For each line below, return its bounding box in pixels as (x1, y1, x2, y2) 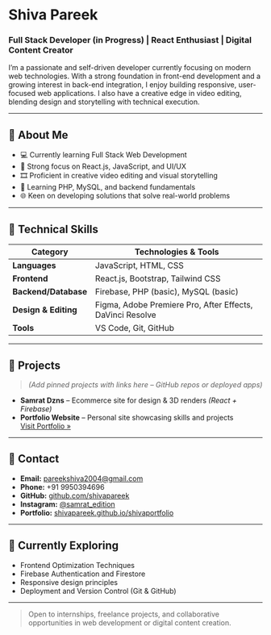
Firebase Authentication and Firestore (19, 569, 146, 579)
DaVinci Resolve (95, 309, 156, 320)
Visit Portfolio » (19, 421, 71, 431)
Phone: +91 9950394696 (19, 482, 105, 491)
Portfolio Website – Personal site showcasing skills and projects (19, 412, 234, 422)
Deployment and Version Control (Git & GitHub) (19, 586, 177, 595)
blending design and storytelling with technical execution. (8, 97, 200, 107)
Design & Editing (12, 304, 78, 315)
